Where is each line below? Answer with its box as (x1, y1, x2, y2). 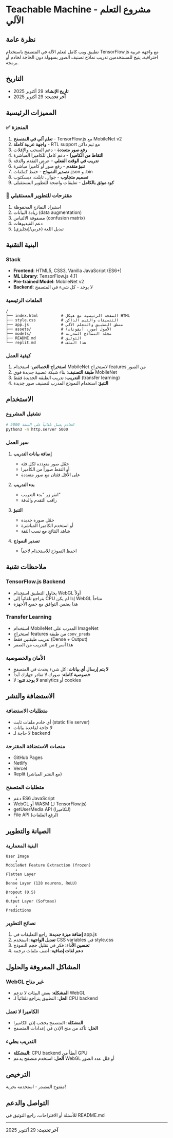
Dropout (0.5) (6, 890, 36, 895)
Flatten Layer (6, 872, 36, 877)
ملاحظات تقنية (6, 563, 47, 571)
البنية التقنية (6, 241, 39, 249)
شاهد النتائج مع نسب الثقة (21, 528, 70, 534)
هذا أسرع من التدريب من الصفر (13, 641, 73, 647)
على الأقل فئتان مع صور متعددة (21, 472, 81, 478)
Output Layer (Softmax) (6, 899, 57, 904)
